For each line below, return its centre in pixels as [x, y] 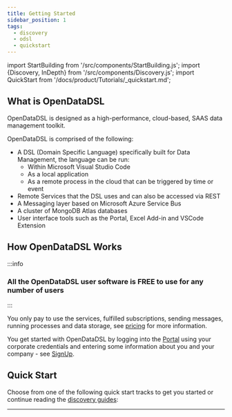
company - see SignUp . [41, 354]
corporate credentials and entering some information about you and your [111, 346]
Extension [31, 225]
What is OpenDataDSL [56, 102]
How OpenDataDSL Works [65, 247]
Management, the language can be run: [73, 159]
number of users [36, 290]
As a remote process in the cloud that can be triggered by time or [120, 181]
